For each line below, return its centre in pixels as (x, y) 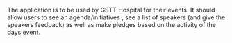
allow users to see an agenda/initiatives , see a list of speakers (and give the (116, 17)
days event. (24, 32)
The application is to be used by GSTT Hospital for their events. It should (111, 10)
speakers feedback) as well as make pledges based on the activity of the (112, 25)
